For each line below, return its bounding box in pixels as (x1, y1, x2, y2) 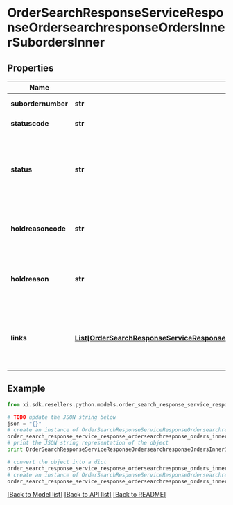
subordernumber (10, 99, 68, 108)
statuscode (10, 119, 49, 128)
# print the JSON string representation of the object (7, 440, 169, 447)
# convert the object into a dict (7, 458, 107, 465)
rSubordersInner (7, 35, 105, 50)
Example (7, 383, 46, 395)
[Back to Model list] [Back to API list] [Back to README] (7, 490, 166, 499)
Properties (7, 62, 54, 74)
